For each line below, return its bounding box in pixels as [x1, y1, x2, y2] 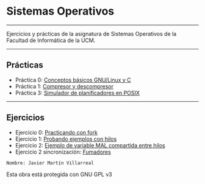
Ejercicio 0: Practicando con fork [15, 129, 98, 136]
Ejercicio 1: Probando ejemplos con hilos [15, 135, 117, 143]
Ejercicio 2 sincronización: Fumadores [15, 148, 111, 155]
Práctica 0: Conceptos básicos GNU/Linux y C [15, 76, 131, 83]
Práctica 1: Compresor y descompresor [15, 82, 114, 90]
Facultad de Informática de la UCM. [6, 37, 96, 44]
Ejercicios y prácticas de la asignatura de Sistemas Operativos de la [6, 30, 177, 37]
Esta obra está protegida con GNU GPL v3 [6, 171, 112, 178]
